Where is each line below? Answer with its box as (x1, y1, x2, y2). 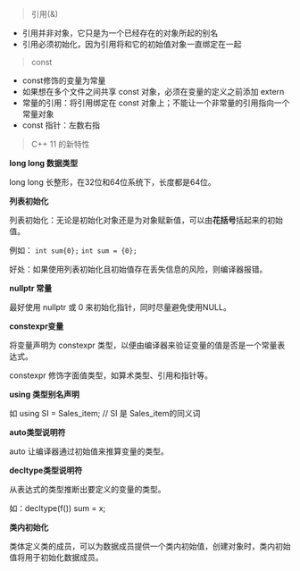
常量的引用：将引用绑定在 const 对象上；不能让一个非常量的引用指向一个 (21, 97, 290, 108)
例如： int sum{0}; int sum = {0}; (9, 245, 137, 256)
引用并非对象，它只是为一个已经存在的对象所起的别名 (21, 28, 219, 38)
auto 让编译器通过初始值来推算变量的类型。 (9, 446, 169, 457)
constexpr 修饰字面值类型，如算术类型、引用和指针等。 (9, 370, 212, 381)
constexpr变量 (9, 321, 64, 332)
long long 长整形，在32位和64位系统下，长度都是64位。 (9, 177, 216, 187)
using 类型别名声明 (9, 389, 80, 399)
